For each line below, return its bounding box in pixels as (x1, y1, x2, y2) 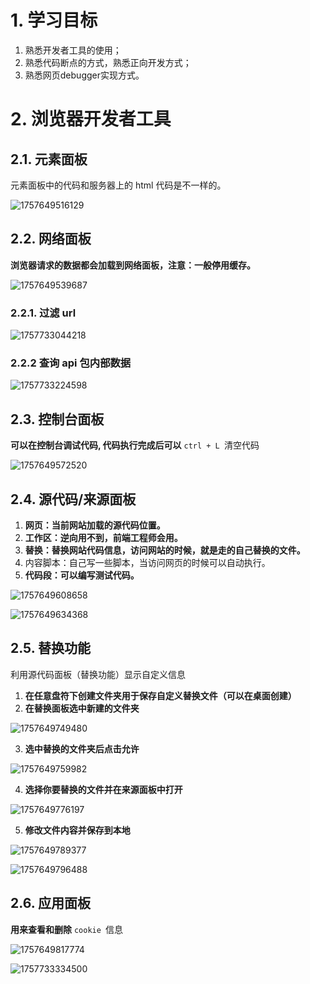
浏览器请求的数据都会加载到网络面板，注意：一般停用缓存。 (10, 259, 256, 271)
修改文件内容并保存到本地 (24, 824, 131, 836)
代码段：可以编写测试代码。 (24, 569, 140, 581)
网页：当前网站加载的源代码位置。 (24, 519, 166, 531)
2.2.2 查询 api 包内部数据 (10, 356, 132, 370)
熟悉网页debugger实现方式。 (24, 69, 145, 81)
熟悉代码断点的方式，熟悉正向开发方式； (24, 56, 192, 68)
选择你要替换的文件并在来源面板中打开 (24, 783, 183, 795)
